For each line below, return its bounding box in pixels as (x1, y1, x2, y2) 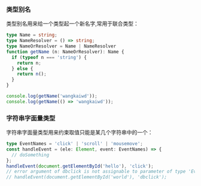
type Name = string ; (6, 32, 58, 38)
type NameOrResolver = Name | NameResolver (6, 43, 117, 49)
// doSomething (11, 152, 50, 158)
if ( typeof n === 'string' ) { (11, 54, 87, 61)
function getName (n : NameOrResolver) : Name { (6, 49, 124, 55)
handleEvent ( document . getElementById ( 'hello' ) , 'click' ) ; (6, 163, 154, 169)
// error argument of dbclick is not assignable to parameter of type (6, 169, 186, 175)
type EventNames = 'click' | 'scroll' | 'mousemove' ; (6, 141, 144, 147)
